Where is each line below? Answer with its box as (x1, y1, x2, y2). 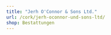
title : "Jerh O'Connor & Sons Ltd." (6, 8, 97, 15)
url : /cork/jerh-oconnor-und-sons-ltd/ (6, 14, 106, 20)
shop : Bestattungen (6, 20, 55, 26)
